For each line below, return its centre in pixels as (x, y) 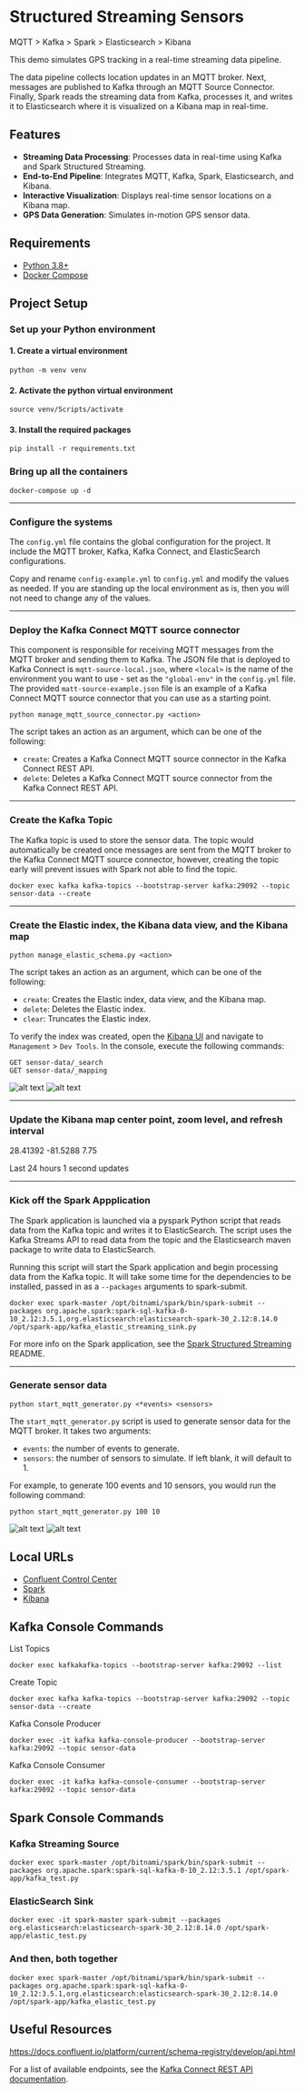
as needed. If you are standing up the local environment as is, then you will (149, 589)
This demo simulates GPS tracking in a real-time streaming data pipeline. (145, 59)
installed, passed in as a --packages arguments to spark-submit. (128, 1286)
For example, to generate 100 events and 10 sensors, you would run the (143, 1485)
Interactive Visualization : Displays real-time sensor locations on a (147, 195)
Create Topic (34, 1682)
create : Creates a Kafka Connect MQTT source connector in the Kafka (154, 759)
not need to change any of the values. (80, 599)
